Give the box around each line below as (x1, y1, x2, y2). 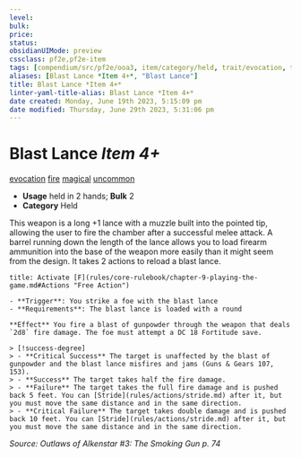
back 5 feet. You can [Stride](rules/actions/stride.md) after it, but (9, 392, 282, 401)
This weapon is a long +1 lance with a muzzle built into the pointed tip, (9, 217, 269, 229)
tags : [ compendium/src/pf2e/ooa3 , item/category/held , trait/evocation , (9, 64, 287, 73)
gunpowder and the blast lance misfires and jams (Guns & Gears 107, (9, 360, 275, 369)
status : (9, 38, 39, 48)
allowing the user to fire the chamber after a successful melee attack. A (9, 227, 273, 238)
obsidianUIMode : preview (9, 47, 102, 56)
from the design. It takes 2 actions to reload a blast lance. (9, 256, 221, 267)
